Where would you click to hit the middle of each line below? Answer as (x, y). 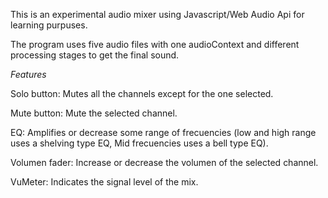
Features (28, 74)
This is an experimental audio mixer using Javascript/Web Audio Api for (157, 14)
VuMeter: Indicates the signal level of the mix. (104, 182)
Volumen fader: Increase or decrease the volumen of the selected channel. (164, 162)
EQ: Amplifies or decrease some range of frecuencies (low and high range (163, 132)
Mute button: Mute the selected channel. (94, 113)
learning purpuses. (49, 25)
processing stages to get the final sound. (95, 55)
